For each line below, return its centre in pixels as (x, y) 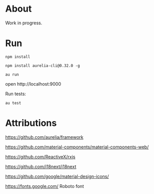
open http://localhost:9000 (33, 84)
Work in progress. (24, 23)
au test (13, 103)
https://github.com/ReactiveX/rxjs (40, 157)
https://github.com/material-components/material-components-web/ (77, 147)
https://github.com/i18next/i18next (41, 166)
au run (12, 74)
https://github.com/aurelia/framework (44, 137)
